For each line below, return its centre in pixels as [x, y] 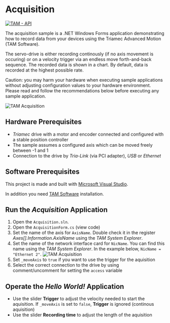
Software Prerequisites [42, 172]
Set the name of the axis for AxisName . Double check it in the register [84, 233]
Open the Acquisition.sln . [41, 222]
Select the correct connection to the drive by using [66, 265]
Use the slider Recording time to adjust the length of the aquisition [82, 315]
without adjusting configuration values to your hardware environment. [78, 85]
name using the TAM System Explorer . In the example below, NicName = [87, 249]
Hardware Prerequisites [44, 122]
